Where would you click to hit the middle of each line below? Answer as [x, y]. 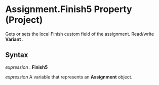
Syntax [17, 55]
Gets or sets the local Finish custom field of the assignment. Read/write [80, 34]
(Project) [24, 20]
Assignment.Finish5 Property [69, 9]
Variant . [14, 39]
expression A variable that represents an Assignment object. [69, 77]
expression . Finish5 [27, 67]
